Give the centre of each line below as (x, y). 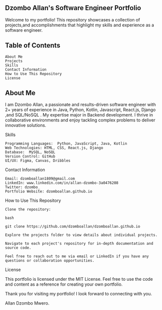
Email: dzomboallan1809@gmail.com (40, 179)
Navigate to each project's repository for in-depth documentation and (79, 244)
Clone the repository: (28, 210)
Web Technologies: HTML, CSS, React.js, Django (54, 148)
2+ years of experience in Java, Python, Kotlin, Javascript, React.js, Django (80, 110)
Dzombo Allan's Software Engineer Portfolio (73, 8)
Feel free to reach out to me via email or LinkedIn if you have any (77, 256)
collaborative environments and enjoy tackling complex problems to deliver (80, 120)
